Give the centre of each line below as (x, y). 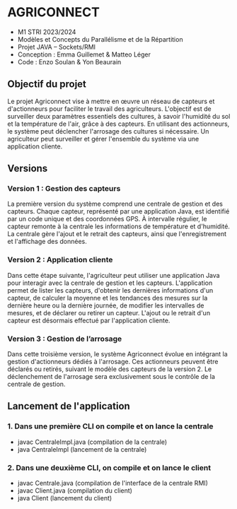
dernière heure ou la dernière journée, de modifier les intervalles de (106, 305)
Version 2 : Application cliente (60, 260)
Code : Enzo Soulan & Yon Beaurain (69, 62)
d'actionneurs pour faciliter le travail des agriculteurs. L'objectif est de (109, 109)
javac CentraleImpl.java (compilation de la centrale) (92, 442)
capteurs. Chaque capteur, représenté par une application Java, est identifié (118, 211)
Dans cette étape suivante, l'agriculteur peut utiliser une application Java (114, 275)
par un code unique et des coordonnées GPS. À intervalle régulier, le (107, 219)
